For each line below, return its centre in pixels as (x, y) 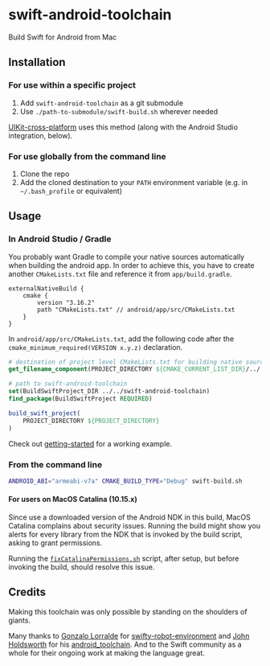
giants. (19, 620)
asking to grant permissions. (55, 543)
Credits (27, 592)
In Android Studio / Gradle (60, 239)
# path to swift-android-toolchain (68, 384)
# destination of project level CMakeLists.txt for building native (125, 362)
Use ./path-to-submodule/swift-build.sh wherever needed (119, 111)
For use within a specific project (72, 85)
